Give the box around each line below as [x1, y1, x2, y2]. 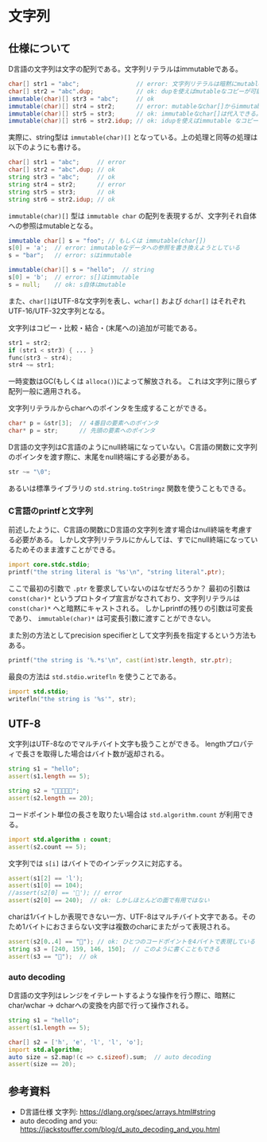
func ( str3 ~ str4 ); [8, 354, 73, 362]
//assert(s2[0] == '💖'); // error [8, 889, 123, 897]
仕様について [8, 41, 72, 55]
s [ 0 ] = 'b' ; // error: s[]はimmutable [8, 273, 139, 281]
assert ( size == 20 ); [8, 1061, 77, 1069]
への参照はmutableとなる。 [8, 221, 98, 230]
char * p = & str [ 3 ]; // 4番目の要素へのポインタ [8, 419, 159, 427]
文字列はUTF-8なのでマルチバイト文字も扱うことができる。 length [8, 739, 226, 749]
